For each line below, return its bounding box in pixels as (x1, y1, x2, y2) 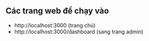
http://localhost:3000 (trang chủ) (14, 21, 96, 29)
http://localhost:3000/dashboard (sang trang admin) (14, 28, 144, 35)
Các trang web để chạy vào (5, 6, 109, 16)
